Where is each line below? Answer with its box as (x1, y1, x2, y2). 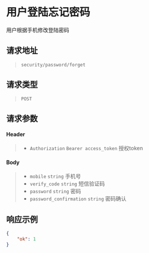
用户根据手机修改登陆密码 (6, 26, 69, 33)
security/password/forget (20, 62, 86, 68)
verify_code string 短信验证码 (29, 180, 105, 187)
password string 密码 (29, 188, 81, 195)
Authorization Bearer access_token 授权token (29, 145, 144, 152)
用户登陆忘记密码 (6, 5, 91, 19)
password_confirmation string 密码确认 (29, 195, 127, 202)
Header (6, 130, 25, 138)
